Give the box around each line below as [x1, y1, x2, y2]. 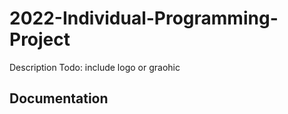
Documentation [9, 90, 109, 107]
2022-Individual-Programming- [9, 7, 279, 30]
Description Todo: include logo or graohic [9, 61, 181, 73]
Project [9, 28, 71, 51]
